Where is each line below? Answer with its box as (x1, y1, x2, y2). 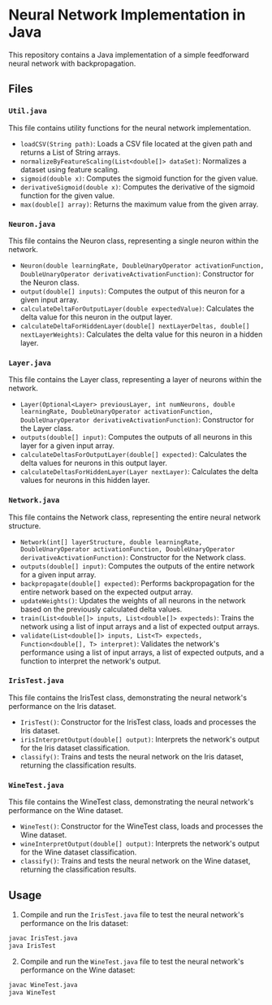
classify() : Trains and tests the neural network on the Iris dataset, (19, 751, 244, 761)
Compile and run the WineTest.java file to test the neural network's (19, 956, 244, 966)
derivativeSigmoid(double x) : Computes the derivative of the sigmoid (19, 181, 256, 192)
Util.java (8, 107, 47, 115)
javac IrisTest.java (8, 933, 79, 942)
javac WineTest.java (8, 981, 79, 989)
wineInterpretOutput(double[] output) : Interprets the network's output (19, 839, 260, 849)
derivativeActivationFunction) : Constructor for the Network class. (19, 552, 246, 562)
